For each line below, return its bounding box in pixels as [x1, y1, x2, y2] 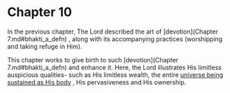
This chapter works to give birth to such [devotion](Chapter [7, 55, 179, 64]
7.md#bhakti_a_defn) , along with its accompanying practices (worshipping [7, 34, 223, 43]
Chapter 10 [7, 4, 72, 20]
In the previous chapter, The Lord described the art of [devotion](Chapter [7, 27, 219, 36]
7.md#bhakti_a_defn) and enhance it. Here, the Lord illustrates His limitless [7, 63, 222, 71]
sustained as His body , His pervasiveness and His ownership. [7, 78, 187, 86]
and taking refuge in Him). [7, 42, 82, 50]
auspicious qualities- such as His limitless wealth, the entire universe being [7, 71, 224, 79]
